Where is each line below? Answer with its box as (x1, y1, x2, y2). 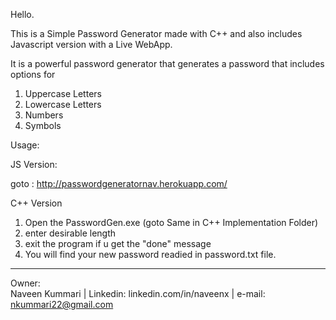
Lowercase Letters (24, 99, 102, 110)
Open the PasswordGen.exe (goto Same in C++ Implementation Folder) (24, 217, 319, 228)
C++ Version (10, 197, 63, 209)
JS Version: (10, 159, 58, 170)
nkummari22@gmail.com (10, 299, 114, 310)
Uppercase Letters (24, 88, 102, 99)
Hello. (10, 9, 35, 20)
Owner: (10, 277, 41, 289)
